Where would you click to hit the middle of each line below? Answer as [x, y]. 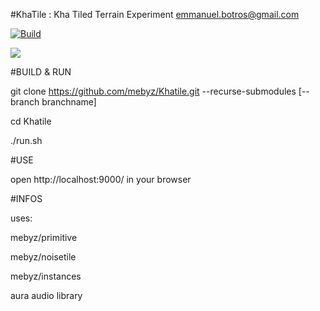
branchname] [69, 102]
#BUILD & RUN [41, 72]
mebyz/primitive [44, 237]
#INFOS [26, 198]
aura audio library [46, 295]
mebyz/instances [46, 276]
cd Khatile [31, 121]
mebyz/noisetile [43, 257]
